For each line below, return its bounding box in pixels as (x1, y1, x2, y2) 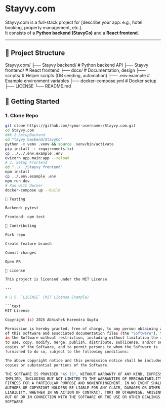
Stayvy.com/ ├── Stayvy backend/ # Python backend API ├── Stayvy (5, 62, 149, 68)
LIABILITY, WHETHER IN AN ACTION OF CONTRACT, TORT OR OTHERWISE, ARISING (5, 390, 163, 395)
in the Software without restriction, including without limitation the (5, 335, 158, 340)
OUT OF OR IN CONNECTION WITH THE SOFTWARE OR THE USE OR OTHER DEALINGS (5, 395, 161, 400)
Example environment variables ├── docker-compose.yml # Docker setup (5, 78, 157, 84)
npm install (5, 169, 30, 175)
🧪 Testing (5, 196, 26, 202)
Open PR (5, 259, 21, 264)
